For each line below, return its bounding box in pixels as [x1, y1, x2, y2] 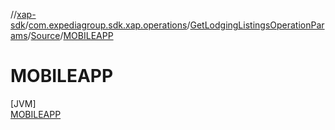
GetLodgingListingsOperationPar [189, 19, 325, 31]
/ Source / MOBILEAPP [27, 30, 114, 41]
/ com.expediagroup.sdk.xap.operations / [24, 19, 191, 31]
